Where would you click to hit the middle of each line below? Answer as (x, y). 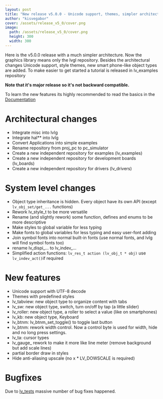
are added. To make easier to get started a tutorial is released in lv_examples (81, 70)
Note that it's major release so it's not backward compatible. (67, 85)
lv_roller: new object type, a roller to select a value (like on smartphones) (85, 312)
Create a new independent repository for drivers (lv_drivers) (72, 168)
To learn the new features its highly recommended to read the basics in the (80, 94)
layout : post (18, 9)
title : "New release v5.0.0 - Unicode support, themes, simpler (71, 14)
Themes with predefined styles (43, 296)
